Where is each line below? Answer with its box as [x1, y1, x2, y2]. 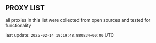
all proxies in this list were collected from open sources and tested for [5, 17, 151, 23]
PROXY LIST [5, 4, 45, 12]
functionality [5, 22, 31, 28]
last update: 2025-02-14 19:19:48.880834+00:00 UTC [5, 32, 114, 38]
